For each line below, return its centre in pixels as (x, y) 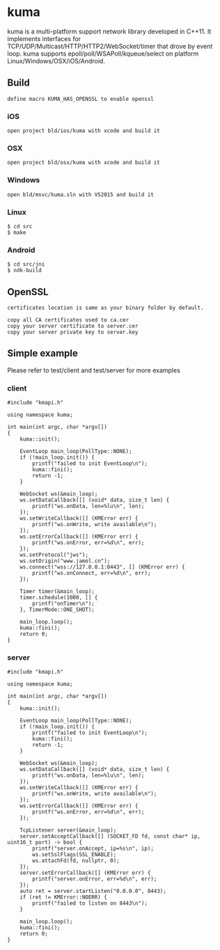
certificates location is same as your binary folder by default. (105, 308)
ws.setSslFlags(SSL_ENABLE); (74, 855)
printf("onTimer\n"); (64, 604)
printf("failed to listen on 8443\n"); (90, 903)
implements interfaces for (44, 38)
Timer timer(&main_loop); (57, 592)
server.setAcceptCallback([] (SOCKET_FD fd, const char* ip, (110, 837)
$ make (17, 232)
